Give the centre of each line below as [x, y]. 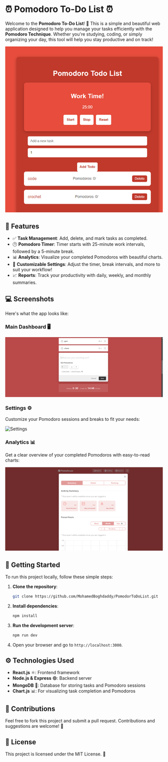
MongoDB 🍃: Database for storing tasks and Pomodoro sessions [79, 685]
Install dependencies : [35, 606]
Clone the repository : [35, 586]
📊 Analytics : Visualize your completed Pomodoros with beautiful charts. [87, 257]
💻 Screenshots [29, 299]
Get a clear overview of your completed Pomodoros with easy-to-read [77, 455]
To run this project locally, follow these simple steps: [59, 577]
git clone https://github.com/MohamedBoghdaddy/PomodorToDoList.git [85, 596]
